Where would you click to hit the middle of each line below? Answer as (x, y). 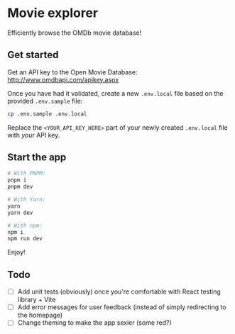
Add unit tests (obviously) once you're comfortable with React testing (119, 291)
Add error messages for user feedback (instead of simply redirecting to (122, 307)
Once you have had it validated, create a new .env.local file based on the (115, 93)
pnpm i (17, 180)
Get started (33, 55)
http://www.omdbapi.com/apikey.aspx (63, 79)
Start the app (37, 157)
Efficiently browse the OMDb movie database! (75, 33)
